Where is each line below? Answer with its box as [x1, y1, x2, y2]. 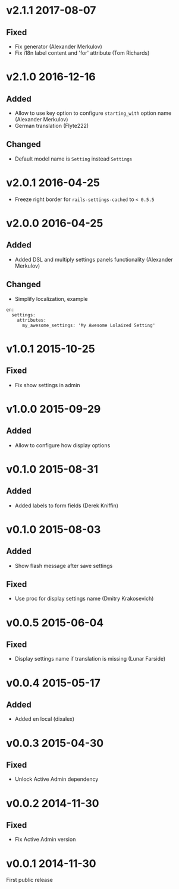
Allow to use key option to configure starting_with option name [14, 109, 172, 117]
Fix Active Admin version [14, 836, 76, 843]
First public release [6, 877, 54, 884]
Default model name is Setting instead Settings [14, 155, 133, 162]
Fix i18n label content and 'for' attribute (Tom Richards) [14, 49, 150, 56]
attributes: [17, 317, 46, 323]
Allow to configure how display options [14, 441, 111, 449]
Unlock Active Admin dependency [14, 775, 99, 783]
